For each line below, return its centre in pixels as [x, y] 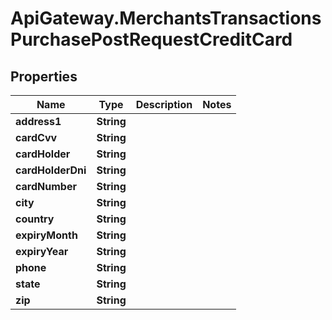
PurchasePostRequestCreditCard [151, 39]
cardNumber [46, 186]
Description [164, 104]
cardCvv [36, 137]
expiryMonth [46, 235]
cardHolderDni [51, 170]
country [35, 219]
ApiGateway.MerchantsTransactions [166, 18]
